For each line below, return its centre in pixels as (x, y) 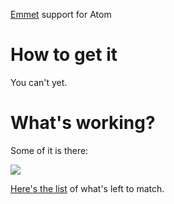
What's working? (83, 123)
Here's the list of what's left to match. (87, 188)
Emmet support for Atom (61, 14)
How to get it (64, 55)
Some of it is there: (49, 150)
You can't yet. (39, 82)
